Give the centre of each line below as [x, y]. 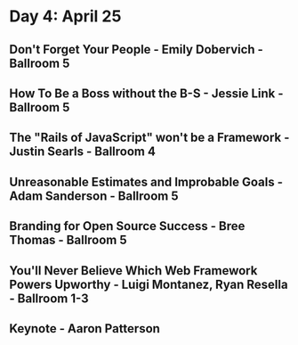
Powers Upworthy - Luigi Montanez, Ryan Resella [149, 284]
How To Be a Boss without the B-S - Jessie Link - [146, 93]
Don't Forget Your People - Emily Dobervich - [137, 49]
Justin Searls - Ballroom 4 [82, 152]
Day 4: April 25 [65, 16]
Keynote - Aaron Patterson [85, 329]
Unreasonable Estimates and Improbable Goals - [146, 181]
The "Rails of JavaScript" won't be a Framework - [149, 138]
